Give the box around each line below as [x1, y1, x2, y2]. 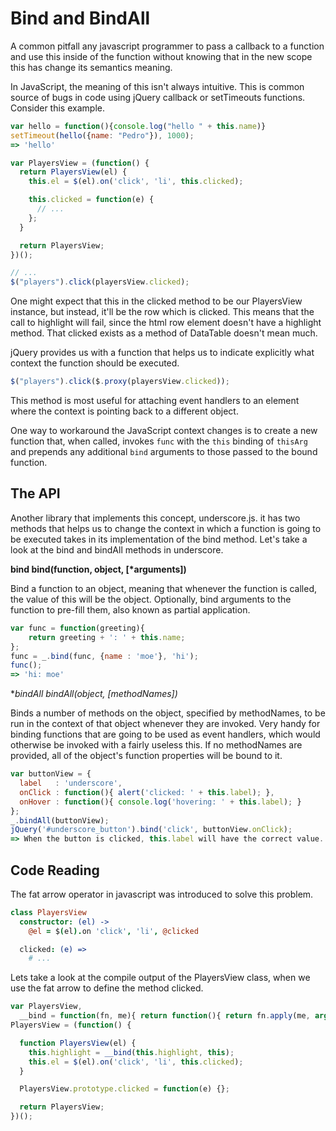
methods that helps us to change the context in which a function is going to [10, 522, 322, 534]
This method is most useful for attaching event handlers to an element [10, 395, 300, 407]
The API [10, 485, 61, 502]
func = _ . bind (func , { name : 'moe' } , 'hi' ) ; [10, 651, 199, 661]
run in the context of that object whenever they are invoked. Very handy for [10, 718, 321, 730]
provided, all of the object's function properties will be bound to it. [10, 750, 283, 762]
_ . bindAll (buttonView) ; [10, 815, 110, 826]
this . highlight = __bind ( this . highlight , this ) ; [28, 1047, 235, 1057]
